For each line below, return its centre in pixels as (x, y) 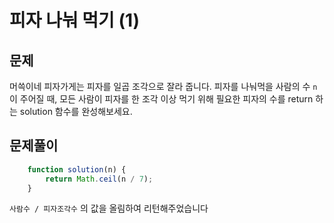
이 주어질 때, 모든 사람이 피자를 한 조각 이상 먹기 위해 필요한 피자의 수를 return (161, 99)
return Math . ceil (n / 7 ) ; (99, 179)
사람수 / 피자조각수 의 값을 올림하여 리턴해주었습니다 (109, 208)
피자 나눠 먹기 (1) (75, 20)
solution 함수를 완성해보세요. (76, 111)
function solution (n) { (77, 169)
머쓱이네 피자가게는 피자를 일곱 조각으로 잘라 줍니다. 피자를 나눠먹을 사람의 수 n (163, 86)
